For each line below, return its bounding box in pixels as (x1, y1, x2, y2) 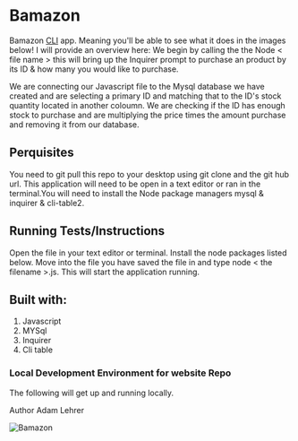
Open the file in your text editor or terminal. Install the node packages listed (9, 247, 287, 258)
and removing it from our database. (9, 118, 140, 130)
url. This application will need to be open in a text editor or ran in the (9, 178, 261, 189)
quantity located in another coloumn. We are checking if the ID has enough (9, 99, 286, 110)
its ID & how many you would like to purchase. (9, 64, 179, 74)
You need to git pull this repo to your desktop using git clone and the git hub (9, 169, 289, 179)
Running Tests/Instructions (9, 223, 166, 238)
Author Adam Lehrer (9, 404, 85, 415)
